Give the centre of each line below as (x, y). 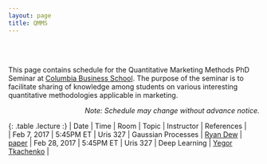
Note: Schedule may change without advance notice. (172, 110)
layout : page (30, 16)
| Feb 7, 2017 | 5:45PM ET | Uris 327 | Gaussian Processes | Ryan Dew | (126, 134)
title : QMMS (28, 23)
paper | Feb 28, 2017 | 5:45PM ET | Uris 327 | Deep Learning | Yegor (120, 143)
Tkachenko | (29, 151)
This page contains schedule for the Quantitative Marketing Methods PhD (129, 69)
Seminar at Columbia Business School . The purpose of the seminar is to (126, 78)
